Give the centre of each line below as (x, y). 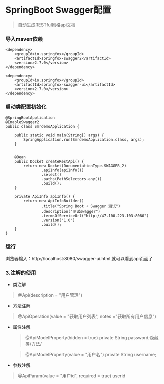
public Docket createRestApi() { (49, 161)
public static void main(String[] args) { (59, 135)
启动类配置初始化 (26, 107)
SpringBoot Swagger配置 (58, 10)
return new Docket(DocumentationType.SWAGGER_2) (75, 166)
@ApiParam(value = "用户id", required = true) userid (71, 376)
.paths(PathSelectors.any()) (71, 179)
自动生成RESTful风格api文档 (46, 25)
